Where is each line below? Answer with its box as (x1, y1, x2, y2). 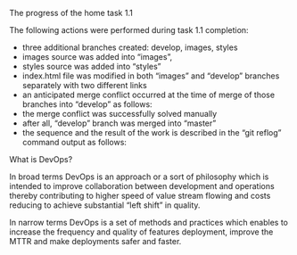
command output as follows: (21, 137, 128, 147)
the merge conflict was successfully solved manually (21, 109, 218, 119)
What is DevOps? (9, 154, 73, 164)
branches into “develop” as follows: (21, 99, 153, 110)
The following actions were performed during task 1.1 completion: (9, 25, 249, 35)
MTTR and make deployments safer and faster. (9, 236, 182, 246)
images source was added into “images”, (21, 52, 172, 62)
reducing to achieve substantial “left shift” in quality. (9, 200, 201, 210)
